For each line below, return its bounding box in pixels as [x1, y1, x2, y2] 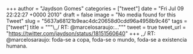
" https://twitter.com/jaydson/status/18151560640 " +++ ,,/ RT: [6, 30, 156, 37]
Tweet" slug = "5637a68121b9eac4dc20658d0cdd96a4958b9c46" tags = [6, 18, 188, 24]
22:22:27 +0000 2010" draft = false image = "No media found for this [6, 11, 176, 18]
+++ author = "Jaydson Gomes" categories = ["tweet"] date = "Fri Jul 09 [6, 5, 184, 12]
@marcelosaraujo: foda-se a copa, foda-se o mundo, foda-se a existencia [6, 36, 187, 43]
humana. [6, 42, 28, 49]
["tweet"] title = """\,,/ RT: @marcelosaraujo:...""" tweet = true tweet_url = [6, 23, 186, 31]
